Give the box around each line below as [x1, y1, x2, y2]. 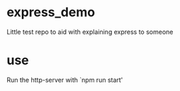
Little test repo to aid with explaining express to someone [6, 28, 174, 36]
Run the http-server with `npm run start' [6, 75, 123, 84]
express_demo [6, 4, 96, 20]
